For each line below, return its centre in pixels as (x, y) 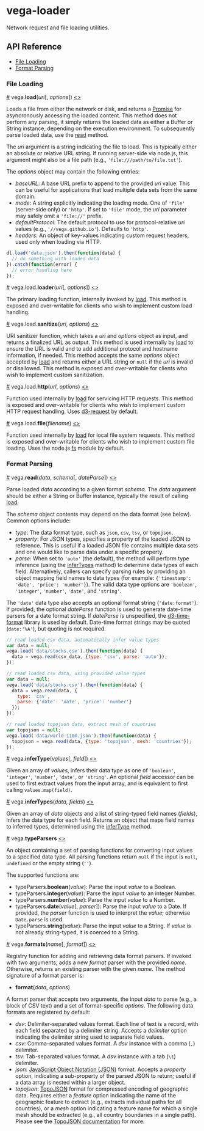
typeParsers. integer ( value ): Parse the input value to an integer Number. (105, 893)
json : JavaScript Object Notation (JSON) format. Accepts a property (100, 1069)
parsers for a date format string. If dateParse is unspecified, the (86, 615)
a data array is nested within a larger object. (70, 1083)
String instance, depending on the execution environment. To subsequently (101, 128)
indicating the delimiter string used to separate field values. (90, 1037)
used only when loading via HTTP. (58, 242)
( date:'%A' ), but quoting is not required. (56, 628)
